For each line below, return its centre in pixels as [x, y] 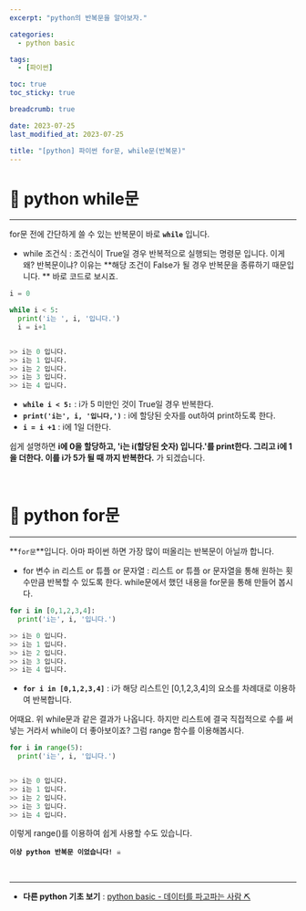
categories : [32, 34]
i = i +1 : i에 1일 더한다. [67, 427]
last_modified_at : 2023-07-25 [67, 134]
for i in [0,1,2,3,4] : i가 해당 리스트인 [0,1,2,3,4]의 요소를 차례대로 [147, 688]
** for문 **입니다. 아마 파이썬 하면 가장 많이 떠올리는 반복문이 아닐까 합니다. [142, 551]
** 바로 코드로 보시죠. [80, 277]
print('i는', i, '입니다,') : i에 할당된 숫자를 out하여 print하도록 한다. [149, 415]
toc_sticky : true [42, 93]
